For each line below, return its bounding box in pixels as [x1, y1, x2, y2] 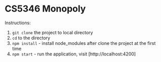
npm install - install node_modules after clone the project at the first [12, 40, 156, 46]
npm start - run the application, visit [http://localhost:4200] [12, 51, 136, 57]
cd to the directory [12, 35, 51, 41]
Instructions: [5, 20, 31, 26]
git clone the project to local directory [12, 29, 93, 35]
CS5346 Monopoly [5, 3, 86, 15]
